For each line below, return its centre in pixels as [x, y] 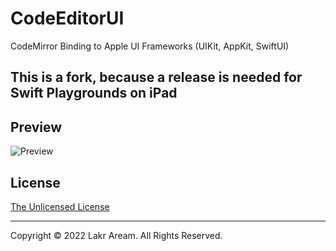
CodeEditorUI [67, 18]
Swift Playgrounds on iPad [94, 93]
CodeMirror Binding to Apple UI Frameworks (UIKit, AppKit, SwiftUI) [150, 46]
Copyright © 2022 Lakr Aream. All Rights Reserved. [116, 235]
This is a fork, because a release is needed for [156, 77]
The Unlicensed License [60, 206]
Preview [36, 127]
